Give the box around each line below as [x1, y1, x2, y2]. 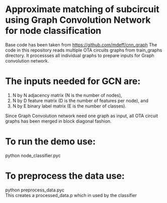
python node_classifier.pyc [5, 153, 61, 159]
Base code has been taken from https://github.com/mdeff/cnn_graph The [5, 41, 157, 47]
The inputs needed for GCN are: [5, 76, 141, 87]
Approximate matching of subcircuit [5, 4, 159, 15]
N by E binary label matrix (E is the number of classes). [12, 103, 127, 109]
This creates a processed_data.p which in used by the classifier [5, 192, 137, 198]
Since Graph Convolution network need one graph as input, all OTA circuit [5, 113, 158, 119]
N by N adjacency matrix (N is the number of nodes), [12, 92, 122, 98]
